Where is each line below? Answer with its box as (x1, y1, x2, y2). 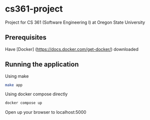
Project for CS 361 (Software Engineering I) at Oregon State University (5, 19, 146, 25)
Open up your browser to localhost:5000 (5, 109, 86, 115)
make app (5, 82, 23, 88)
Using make (5, 73, 29, 79)
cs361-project (5, 3, 63, 15)
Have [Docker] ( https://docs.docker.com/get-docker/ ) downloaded (5, 46, 139, 52)
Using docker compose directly (5, 91, 68, 97)
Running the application (5, 60, 79, 69)
